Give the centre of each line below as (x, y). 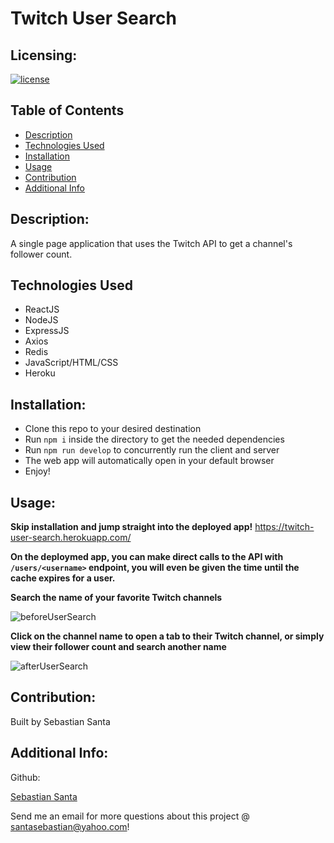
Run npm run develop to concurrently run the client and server (152, 450)
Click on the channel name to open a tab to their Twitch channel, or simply (167, 636)
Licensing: (44, 55)
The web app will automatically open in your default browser (149, 461)
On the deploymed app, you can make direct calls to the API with (147, 557)
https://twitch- (284, 527)
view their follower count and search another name (118, 647)
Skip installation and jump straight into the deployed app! (131, 527)
